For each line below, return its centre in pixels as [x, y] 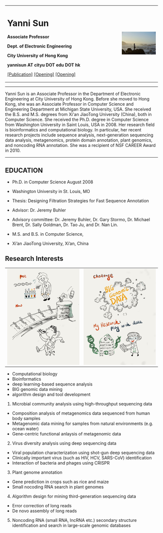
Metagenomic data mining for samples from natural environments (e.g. [83, 424]
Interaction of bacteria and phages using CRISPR [61, 463]
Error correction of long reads [42, 506]
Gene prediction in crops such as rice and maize [60, 482]
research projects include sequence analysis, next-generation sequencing [79, 135]
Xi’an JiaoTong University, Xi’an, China [50, 243]
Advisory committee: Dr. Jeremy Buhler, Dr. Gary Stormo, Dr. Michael [81, 219]
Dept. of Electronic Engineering [39, 46]
